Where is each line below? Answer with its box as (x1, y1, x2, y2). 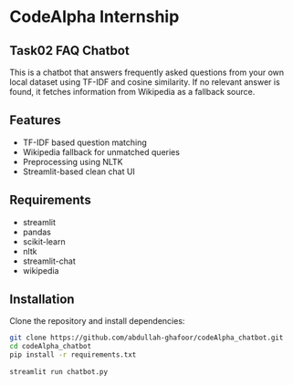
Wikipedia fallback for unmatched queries (22, 146, 181, 157)
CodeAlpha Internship (9, 6, 180, 27)
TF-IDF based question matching (22, 137, 148, 148)
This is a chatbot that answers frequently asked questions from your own (9, 67, 285, 78)
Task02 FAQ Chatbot (9, 43, 130, 58)
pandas (22, 226, 52, 237)
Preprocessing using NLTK (22, 156, 123, 167)
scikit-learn (22, 235, 66, 247)
